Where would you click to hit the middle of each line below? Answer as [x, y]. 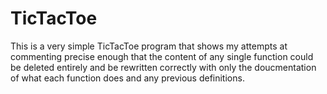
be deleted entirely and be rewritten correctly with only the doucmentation [163, 67]
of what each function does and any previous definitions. [127, 78]
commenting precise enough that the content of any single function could [162, 56]
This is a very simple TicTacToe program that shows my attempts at [149, 46]
